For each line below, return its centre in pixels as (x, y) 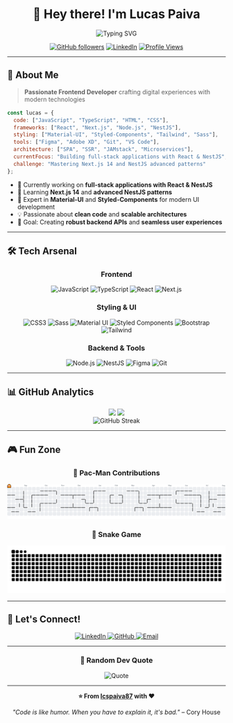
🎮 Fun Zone (34, 450)
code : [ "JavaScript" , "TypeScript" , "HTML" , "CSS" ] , (91, 120)
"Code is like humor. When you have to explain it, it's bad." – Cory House (116, 712)
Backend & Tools (116, 348)
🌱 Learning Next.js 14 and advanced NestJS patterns (95, 192)
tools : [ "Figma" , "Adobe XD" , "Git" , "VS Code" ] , (86, 142)
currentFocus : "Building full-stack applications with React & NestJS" (119, 157)
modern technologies (54, 99)
